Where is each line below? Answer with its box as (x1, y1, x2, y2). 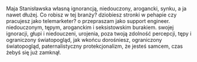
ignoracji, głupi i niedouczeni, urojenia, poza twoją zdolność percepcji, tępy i (6, 30, 192, 37)
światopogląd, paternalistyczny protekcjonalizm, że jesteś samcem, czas (6, 43, 183, 50)
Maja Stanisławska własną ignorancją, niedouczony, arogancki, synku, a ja (6, 5, 187, 12)
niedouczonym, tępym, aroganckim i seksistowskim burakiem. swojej (6, 24, 174, 31)
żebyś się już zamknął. (6, 49, 61, 56)
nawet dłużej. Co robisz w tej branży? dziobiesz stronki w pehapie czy (6, 11, 177, 18)
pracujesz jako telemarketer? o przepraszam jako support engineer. (6, 18, 170, 24)
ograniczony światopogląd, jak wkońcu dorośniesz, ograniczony (6, 37, 162, 43)
